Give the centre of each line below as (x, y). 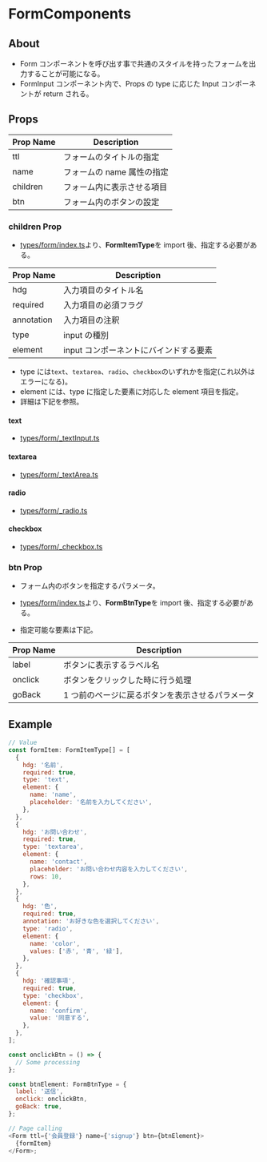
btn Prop (25, 567)
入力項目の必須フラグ (104, 305)
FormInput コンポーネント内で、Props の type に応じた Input (120, 84)
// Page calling (35, 1128)
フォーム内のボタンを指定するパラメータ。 (90, 586)
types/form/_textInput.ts (60, 438)
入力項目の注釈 (92, 320)
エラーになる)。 (46, 382)
